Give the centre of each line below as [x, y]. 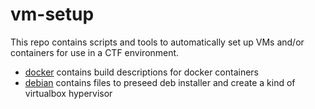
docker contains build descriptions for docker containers [142, 72]
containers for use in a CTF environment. [95, 52]
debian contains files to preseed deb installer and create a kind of [160, 82]
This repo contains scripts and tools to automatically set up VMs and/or [157, 42]
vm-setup [52, 14]
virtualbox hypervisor [68, 93]
